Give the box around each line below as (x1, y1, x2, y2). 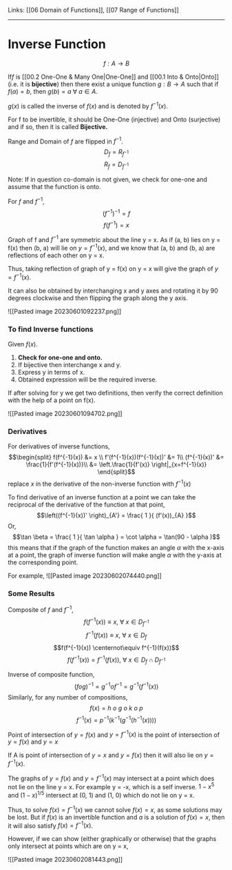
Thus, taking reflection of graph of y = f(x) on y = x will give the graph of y (8, 265, 219, 273)
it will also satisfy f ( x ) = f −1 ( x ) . (8, 820, 94, 830)
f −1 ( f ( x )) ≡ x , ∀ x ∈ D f (85, 630, 147, 641)
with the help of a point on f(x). (8, 396, 96, 404)
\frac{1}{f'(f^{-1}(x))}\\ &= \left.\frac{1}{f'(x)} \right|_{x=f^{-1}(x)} (25, 460, 207, 468)
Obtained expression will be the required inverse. (17, 375, 158, 384)
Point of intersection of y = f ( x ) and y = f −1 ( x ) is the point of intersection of (8, 729, 220, 739)
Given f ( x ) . (8, 340, 38, 348)
